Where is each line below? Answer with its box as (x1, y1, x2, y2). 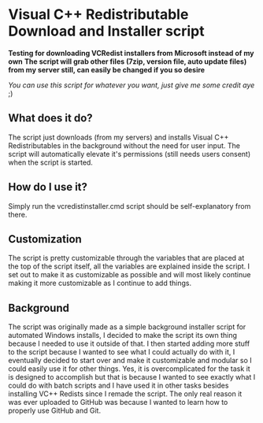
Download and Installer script (8, 22, 205, 40)
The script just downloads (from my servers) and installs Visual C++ (8, 132, 229, 142)
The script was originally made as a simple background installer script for (8, 322, 246, 332)
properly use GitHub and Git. (8, 406, 101, 415)
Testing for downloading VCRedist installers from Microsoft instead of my (8, 48, 254, 58)
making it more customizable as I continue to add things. (8, 278, 191, 288)
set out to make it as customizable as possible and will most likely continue (8, 270, 251, 280)
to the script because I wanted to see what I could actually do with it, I (8, 347, 235, 357)
